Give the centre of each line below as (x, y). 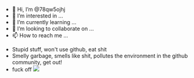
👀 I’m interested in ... (37, 16)
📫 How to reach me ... (40, 35)
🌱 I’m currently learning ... (44, 22)
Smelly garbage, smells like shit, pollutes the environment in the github (100, 56)
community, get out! (37, 62)
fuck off (22, 69)
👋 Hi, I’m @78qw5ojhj (38, 9)
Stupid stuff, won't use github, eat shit (59, 49)
